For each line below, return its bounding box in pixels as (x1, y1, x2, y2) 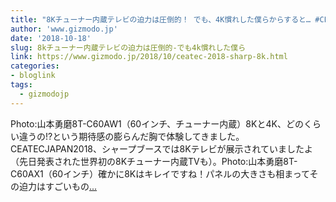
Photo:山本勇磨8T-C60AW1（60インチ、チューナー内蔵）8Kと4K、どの (10, 117, 304, 130)
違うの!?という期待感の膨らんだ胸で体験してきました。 (18, 130, 245, 142)
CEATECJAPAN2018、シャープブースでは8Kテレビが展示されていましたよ (10, 142, 314, 155)
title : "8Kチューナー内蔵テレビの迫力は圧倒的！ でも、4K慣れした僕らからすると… (10, 14, 312, 25)
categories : (10, 61, 60, 71)
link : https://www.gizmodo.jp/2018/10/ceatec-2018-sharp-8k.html (10, 52, 288, 62)
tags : (10, 80, 33, 90)
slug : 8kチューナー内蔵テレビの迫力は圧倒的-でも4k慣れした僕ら (10, 42, 247, 53)
